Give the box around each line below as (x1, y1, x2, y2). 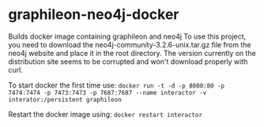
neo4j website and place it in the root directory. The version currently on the (8, 48, 257, 58)
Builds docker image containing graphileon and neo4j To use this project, (8, 32, 247, 41)
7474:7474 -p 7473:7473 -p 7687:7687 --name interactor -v (8, 88, 207, 96)
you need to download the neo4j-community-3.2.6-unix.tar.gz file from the (8, 39, 251, 49)
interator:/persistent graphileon (8, 95, 123, 103)
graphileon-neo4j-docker (8, 6, 179, 24)
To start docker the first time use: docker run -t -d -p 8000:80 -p (8, 80, 225, 90)
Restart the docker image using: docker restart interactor (8, 109, 203, 119)
